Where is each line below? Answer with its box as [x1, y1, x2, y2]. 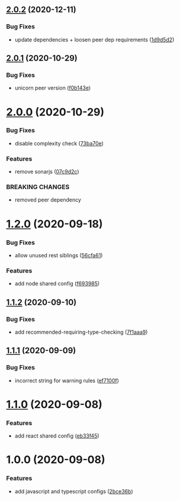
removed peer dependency [14, 196, 82, 203]
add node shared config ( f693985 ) [14, 280, 100, 287]
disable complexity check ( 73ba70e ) [14, 139, 104, 147]
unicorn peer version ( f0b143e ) [14, 84, 91, 91]
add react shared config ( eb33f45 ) [14, 432, 99, 439]
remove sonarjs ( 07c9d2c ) [14, 168, 79, 175]
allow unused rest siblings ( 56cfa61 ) [14, 251, 103, 259]
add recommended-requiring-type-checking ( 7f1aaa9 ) [14, 328, 148, 336]
